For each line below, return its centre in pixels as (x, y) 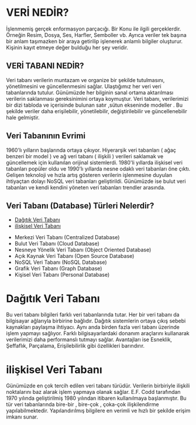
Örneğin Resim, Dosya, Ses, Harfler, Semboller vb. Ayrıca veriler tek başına (97, 35)
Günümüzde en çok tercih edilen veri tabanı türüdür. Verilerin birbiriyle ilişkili (98, 386)
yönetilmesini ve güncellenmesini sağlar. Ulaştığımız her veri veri (84, 86)
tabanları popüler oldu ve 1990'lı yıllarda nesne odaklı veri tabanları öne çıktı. (98, 169)
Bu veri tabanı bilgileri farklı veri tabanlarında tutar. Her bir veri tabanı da (93, 315)
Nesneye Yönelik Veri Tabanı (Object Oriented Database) (83, 250)
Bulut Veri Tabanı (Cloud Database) (57, 244)
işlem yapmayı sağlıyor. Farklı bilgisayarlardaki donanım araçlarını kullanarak (98, 334)
